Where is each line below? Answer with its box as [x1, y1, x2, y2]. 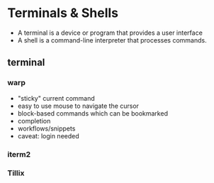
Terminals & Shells [7, 5, 119, 21]
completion [17, 116, 51, 125]
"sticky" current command [17, 94, 96, 102]
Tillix [7, 168, 25, 178]
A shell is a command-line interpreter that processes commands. [17, 35, 207, 44]
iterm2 [7, 149, 31, 159]
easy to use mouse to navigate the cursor [17, 101, 140, 110]
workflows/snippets [17, 124, 76, 133]
